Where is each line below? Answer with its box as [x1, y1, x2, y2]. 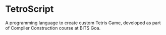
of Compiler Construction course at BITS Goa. [5, 25, 101, 31]
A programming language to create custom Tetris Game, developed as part [5, 20, 161, 26]
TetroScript [5, 3, 54, 15]
